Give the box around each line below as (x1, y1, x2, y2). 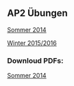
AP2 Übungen (7, 8, 69, 19)
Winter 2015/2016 (7, 39, 57, 47)
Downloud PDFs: (7, 56, 64, 66)
